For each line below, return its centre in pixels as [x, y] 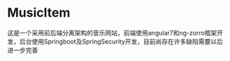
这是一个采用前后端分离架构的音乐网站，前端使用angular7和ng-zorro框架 [112, 33]
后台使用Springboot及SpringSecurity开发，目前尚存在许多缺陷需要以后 [121, 41]
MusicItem [39, 13]
